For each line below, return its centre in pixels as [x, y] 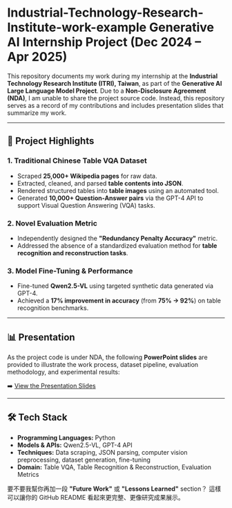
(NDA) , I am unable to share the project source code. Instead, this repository [116, 98]
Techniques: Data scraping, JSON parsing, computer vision [102, 452]
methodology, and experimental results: [64, 372]
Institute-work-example [77, 27]
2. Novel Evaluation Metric [52, 223]
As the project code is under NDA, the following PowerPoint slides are [108, 357]
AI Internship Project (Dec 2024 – [104, 42]
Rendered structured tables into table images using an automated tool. [118, 190]
